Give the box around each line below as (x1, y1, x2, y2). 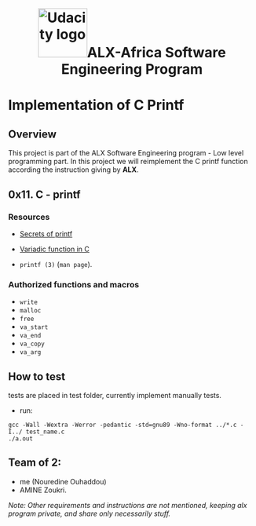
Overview (8, 127, 57, 141)
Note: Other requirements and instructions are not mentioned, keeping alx (8, 500, 247, 510)
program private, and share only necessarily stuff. (8, 509, 171, 518)
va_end (19, 332, 42, 340)
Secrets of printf (19, 228, 73, 239)
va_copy (19, 340, 45, 349)
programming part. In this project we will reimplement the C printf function (8, 157, 249, 166)
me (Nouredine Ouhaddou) (19, 477, 108, 486)
